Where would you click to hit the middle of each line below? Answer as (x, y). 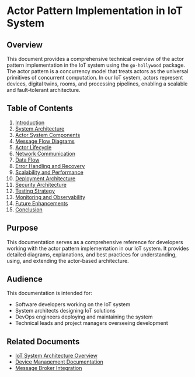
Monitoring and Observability (50, 197)
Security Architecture (41, 184)
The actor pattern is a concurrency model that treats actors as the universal (97, 71)
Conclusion (29, 210)
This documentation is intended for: (50, 293)
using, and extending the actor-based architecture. (68, 261)
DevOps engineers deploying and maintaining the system (84, 317)
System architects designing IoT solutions (65, 311)
